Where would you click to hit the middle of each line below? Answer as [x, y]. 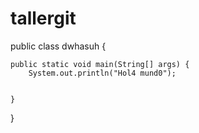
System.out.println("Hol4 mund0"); [102, 73]
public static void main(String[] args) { [100, 64]
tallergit [43, 18]
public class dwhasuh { [58, 46]
